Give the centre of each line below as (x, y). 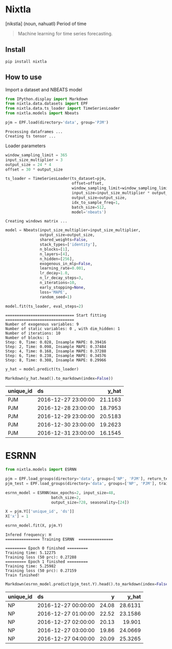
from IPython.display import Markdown (47, 99)
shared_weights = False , (64, 240)
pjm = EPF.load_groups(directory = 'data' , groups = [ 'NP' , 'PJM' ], (75, 479)
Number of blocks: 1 (27, 338)
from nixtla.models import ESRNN (41, 470)
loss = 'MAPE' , (53, 292)
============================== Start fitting (56, 316)
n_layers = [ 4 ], (55, 254)
